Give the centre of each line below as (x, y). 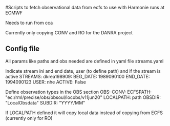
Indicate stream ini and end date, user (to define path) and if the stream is (83, 71)
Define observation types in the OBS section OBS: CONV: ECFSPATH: (79, 92)
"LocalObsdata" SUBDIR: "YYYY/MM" (45, 102)
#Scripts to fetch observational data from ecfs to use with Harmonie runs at (85, 7)
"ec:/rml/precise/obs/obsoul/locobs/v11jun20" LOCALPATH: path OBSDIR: (83, 97)
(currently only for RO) (29, 118)
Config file (23, 49)
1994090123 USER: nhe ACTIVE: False (46, 82)
